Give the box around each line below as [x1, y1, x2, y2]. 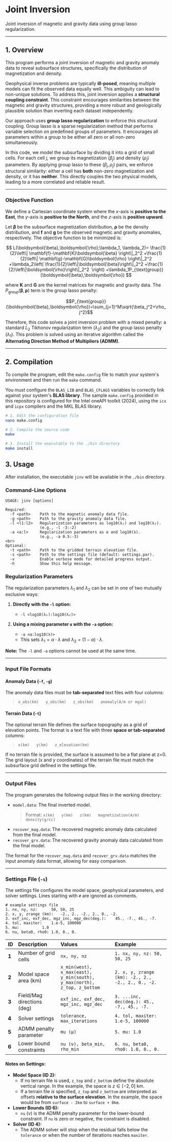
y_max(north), [60, 980, 95, 985]
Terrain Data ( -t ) [5, 710, 41, 716]
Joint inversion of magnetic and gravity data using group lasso [5, 21, 137, 27]
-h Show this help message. [10, 561, 93, 566]
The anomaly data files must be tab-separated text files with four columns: [5, 690, 164, 696]
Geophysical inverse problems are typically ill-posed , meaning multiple [5, 80, 156, 86]
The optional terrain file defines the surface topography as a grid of [5, 721, 147, 728]
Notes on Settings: [5, 1060, 46, 1067]
